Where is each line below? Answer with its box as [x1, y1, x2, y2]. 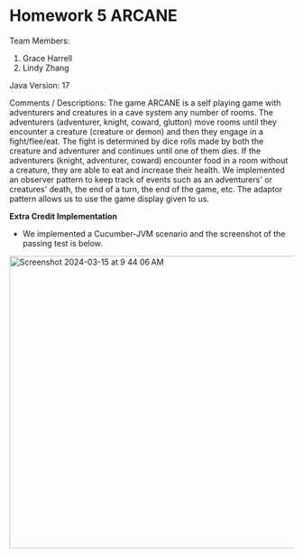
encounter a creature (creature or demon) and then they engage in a [9, 126, 264, 136]
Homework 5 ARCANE [9, 5, 178, 26]
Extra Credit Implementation [9, 210, 118, 221]
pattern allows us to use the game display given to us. [9, 193, 210, 204]
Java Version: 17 [9, 79, 70, 90]
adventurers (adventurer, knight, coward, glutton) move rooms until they [9, 116, 277, 127]
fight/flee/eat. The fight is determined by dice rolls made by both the [9, 135, 264, 146]
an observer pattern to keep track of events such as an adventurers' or [9, 173, 273, 185]
